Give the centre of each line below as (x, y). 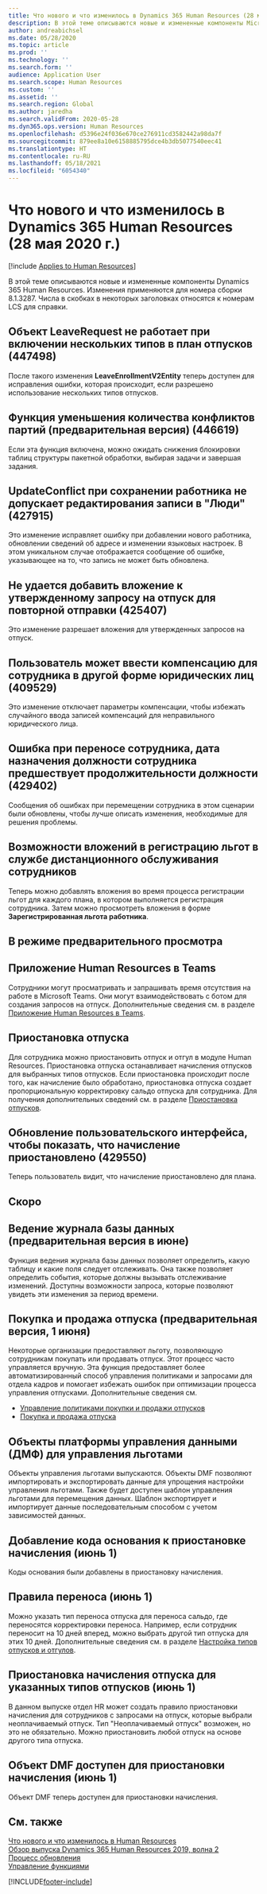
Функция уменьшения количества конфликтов (132, 418)
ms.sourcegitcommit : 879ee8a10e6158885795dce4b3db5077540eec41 (115, 141)
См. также (36, 1822)
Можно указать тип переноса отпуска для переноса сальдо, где (118, 1616)
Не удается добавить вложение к (96, 585)
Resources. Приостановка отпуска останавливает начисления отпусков (130, 1065)
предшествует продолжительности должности (133, 773)
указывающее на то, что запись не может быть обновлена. (108, 561)
